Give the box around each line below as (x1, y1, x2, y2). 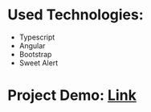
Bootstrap (18, 49, 52, 59)
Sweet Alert (18, 58, 59, 68)
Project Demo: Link (7, 86, 137, 105)
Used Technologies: (7, 6, 144, 24)
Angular (18, 40, 46, 50)
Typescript (18, 32, 55, 42)
